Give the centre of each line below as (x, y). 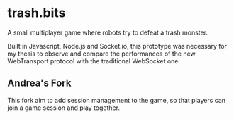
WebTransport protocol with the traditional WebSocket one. (94, 61)
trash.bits (37, 13)
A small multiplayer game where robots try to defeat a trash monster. (107, 32)
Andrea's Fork (39, 83)
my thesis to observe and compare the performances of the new (102, 54)
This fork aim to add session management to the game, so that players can (116, 100)
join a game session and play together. (64, 108)
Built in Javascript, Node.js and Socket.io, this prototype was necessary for (117, 46)
